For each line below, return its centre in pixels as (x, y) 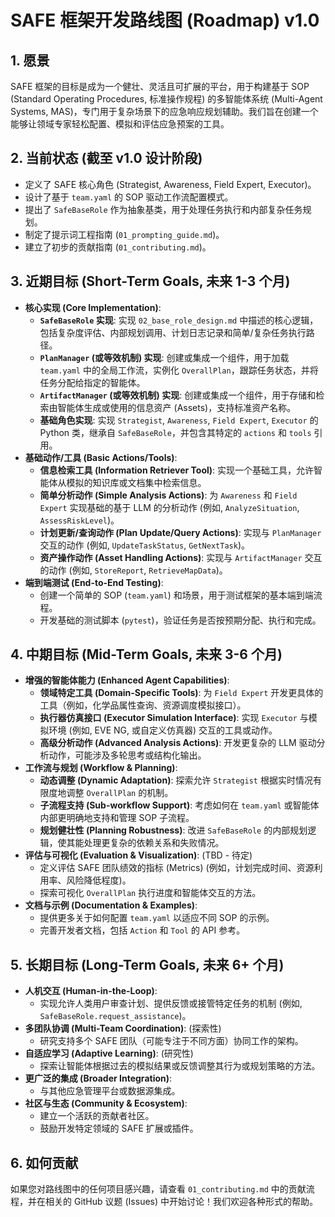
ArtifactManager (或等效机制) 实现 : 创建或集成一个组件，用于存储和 (178, 395)
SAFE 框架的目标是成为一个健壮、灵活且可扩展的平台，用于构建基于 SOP (160, 86)
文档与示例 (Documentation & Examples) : (111, 905)
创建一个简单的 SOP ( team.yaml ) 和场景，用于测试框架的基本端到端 (176, 595)
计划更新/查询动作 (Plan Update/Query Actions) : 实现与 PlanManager (180, 532)
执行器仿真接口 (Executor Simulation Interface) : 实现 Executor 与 (174, 718)
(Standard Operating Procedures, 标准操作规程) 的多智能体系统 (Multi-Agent (166, 99)
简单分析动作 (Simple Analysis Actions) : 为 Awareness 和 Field (168, 495)
